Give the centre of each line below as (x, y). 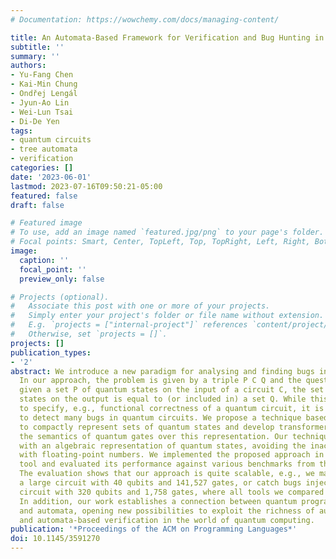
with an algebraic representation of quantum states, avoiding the (163, 446)
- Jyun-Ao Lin (40, 102)
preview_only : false (62, 279)
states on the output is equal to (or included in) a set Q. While (163, 399)
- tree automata (44, 149)
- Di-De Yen (35, 121)
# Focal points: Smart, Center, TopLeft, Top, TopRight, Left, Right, (160, 242)
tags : (21, 131)
